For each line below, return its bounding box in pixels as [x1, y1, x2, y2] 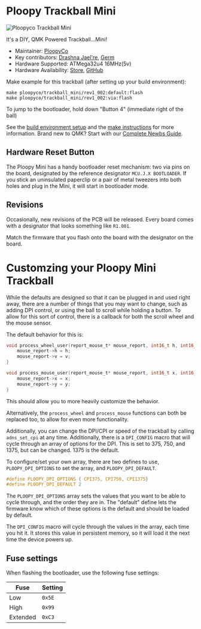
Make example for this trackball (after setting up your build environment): [6, 78, 187, 85]
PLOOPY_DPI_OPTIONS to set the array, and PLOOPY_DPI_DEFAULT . [6, 464, 157, 472]
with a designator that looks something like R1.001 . [6, 222, 131, 229]
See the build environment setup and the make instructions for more [6, 123, 175, 130]
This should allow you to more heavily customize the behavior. [6, 397, 160, 405]
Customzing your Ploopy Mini [6, 261, 157, 274]
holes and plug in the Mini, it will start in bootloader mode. [6, 182, 150, 190]
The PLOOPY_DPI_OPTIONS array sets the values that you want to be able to [6, 492, 186, 499]
